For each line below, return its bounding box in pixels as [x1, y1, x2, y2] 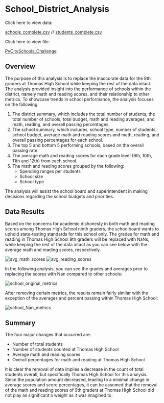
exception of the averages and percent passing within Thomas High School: [5, 295, 158, 301]
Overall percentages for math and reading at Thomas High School [12, 357, 145, 363]
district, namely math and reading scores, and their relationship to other [5, 91, 150, 97]
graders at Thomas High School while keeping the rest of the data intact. [5, 80, 152, 86]
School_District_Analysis [5, 3, 110, 15]
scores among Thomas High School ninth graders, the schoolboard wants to [5, 226, 159, 231]
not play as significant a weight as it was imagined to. [5, 392, 113, 398]
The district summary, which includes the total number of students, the [12, 111, 155, 117]
